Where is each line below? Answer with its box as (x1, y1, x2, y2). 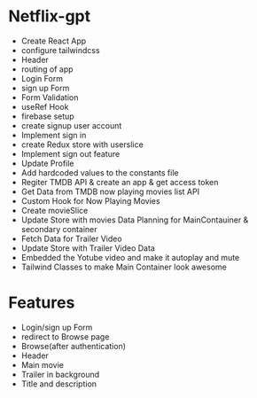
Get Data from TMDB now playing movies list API (20, 186, 200, 197)
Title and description (20, 378, 97, 389)
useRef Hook (20, 101, 69, 112)
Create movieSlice (20, 205, 89, 215)
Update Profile (20, 158, 74, 168)
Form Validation (20, 91, 79, 103)
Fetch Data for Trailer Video (20, 233, 122, 244)
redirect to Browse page (20, 331, 110, 342)
